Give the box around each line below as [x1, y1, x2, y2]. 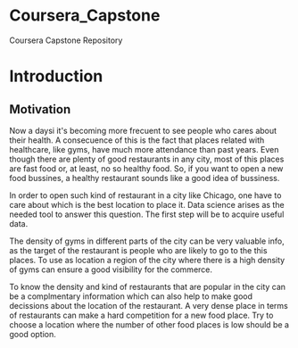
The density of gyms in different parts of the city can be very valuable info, [9, 236, 285, 246]
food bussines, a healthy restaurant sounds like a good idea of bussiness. [9, 172, 280, 183]
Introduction [9, 66, 103, 87]
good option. [9, 328, 56, 339]
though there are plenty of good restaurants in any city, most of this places [9, 153, 285, 164]
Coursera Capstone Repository [9, 35, 123, 46]
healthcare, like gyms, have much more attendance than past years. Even [9, 144, 279, 154]
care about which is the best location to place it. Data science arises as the [9, 199, 285, 210]
